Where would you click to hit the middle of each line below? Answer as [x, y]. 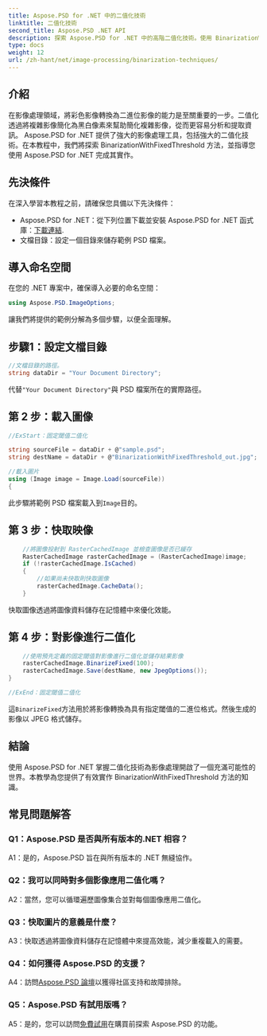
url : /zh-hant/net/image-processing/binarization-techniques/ [113, 61]
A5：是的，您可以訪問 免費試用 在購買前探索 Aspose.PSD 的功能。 [115, 1023]
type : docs [26, 45]
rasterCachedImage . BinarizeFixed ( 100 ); [89, 663]
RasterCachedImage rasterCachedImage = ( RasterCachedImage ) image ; [135, 557]
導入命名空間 [40, 267]
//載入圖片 [24, 472]
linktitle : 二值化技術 [43, 23]
